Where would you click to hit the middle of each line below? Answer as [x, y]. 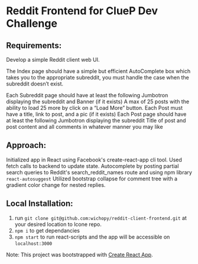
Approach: [26, 146]
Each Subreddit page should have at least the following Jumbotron [87, 95]
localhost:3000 [33, 244]
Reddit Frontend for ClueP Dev [82, 11]
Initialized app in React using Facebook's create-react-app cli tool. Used [94, 160]
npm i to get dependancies [47, 230]
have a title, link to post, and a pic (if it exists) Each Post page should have [96, 114]
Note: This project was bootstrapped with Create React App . [79, 255]
